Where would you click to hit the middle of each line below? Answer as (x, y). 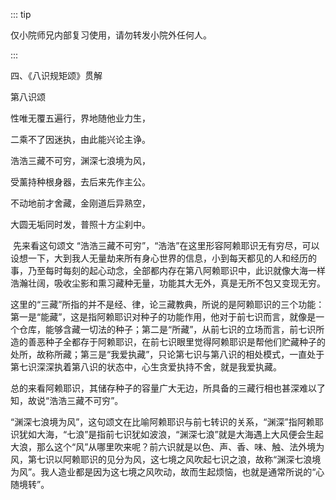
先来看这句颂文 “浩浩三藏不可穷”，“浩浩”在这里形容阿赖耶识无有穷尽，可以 (166, 245)
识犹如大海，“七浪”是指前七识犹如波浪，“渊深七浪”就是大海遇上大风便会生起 (167, 434)
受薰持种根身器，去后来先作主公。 (80, 182)
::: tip (21, 14)
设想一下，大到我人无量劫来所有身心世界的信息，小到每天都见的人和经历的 (163, 258)
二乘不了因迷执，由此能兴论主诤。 (80, 139)
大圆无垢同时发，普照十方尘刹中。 (80, 224)
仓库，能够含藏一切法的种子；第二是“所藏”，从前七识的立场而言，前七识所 (171, 329)
